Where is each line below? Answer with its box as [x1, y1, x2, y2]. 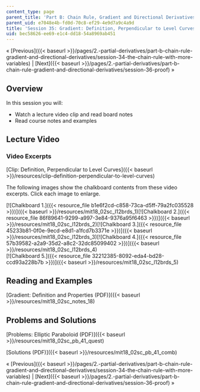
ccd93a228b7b [6, 259, 44, 266]
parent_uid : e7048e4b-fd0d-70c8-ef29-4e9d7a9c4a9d [6, 20, 135, 26]
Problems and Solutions [6, 315, 96, 325]
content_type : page [6, 8, 55, 15]
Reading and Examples [6, 276, 93, 286]
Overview [6, 83, 43, 94]
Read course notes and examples [14, 117, 97, 124]
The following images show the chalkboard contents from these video [6, 183, 177, 191]
